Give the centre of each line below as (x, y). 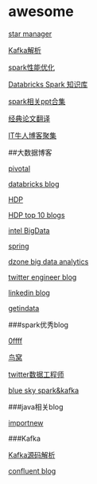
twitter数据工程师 (37, 374)
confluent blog (32, 470)
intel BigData (29, 230)
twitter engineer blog (43, 277)
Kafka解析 (25, 50)
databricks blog (34, 184)
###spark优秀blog (39, 325)
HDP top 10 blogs (37, 215)
